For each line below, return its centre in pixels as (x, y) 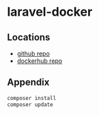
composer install (32, 98)
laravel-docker (50, 12)
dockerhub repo (40, 61)
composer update (30, 104)
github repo (33, 53)
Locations (29, 37)
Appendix (28, 82)
